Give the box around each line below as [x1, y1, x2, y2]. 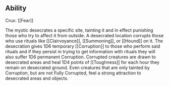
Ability [5, 4, 27, 13]
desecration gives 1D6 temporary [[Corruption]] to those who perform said [5, 43, 160, 49]
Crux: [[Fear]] [5, 17, 34, 23]
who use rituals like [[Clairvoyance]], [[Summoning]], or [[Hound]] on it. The [5, 38, 163, 44]
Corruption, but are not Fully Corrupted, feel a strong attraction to [5, 70, 141, 76]
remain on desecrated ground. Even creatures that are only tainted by [5, 64, 150, 70]
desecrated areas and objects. [5, 75, 69, 81]
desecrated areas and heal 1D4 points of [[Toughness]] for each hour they [5, 59, 160, 65]
